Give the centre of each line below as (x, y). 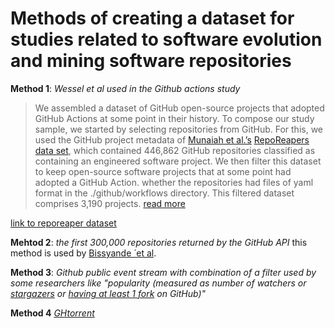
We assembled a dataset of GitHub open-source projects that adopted (179, 108)
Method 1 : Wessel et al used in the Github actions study (125, 88)
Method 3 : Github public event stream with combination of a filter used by (163, 272)
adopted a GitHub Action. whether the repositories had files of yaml (174, 182)
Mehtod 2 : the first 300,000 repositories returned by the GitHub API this (159, 242)
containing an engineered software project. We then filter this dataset (178, 161)
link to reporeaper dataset (63, 223)
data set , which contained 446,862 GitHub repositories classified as (175, 150)
